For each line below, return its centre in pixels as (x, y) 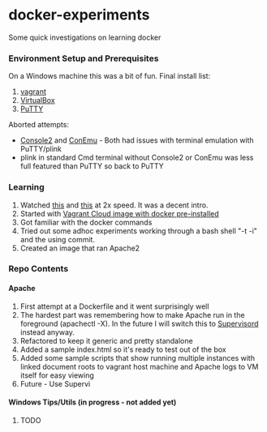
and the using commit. (58, 239)
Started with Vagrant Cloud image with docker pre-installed (119, 213)
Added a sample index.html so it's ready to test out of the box (123, 349)
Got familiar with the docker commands (86, 222)
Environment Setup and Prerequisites (84, 58)
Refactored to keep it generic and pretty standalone (106, 340)
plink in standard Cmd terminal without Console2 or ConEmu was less (137, 158)
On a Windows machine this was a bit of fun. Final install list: (110, 76)
